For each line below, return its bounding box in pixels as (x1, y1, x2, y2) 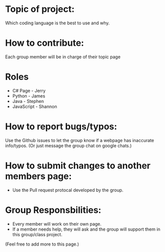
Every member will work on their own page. (12, 221, 102, 227)
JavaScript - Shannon (12, 103, 57, 109)
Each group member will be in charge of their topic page (5, 54, 121, 60)
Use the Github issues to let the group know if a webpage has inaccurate (5, 137, 154, 143)
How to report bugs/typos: (5, 121, 117, 132)
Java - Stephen (12, 98, 44, 104)
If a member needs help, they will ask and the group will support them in (12, 226, 161, 232)
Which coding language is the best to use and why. (5, 20, 110, 26)
